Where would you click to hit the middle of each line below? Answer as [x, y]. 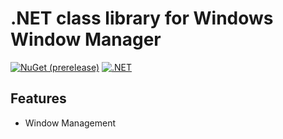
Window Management [70, 123]
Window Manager [86, 39]
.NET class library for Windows [142, 18]
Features [38, 98]
